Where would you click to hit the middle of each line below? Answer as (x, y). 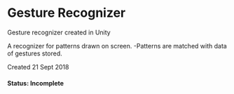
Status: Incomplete (36, 83)
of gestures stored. (35, 53)
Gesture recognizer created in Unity (59, 32)
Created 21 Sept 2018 (38, 67)
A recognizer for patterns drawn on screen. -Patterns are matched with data (117, 46)
